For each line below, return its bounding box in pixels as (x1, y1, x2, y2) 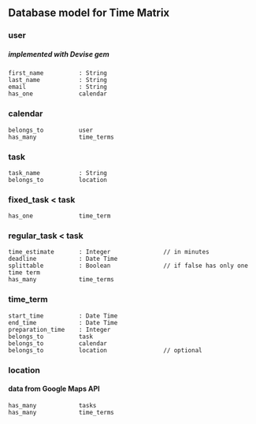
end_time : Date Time (8, 318, 118, 326)
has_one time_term (8, 212, 111, 220)
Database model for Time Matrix (8, 6, 170, 20)
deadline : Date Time (8, 255, 118, 263)
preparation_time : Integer (8, 325, 111, 333)
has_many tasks (8, 401, 97, 409)
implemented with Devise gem (8, 49, 110, 58)
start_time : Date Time (8, 311, 118, 320)
